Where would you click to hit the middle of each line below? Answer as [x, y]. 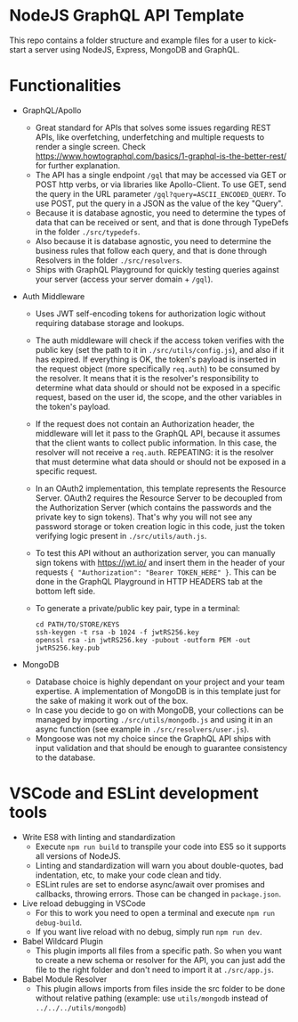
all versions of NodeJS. [78, 855]
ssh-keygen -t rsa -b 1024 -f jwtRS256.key [117, 632]
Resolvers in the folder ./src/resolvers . [109, 260]
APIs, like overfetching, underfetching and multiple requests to [150, 137]
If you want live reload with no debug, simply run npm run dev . [149, 931]
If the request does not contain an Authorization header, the [145, 423]
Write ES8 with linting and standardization [99, 837]
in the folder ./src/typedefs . [88, 232]
